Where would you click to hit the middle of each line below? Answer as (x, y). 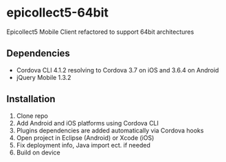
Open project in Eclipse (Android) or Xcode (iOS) (85, 138)
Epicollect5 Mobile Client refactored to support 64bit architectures (100, 32)
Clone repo (32, 116)
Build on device (38, 152)
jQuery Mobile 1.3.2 (44, 77)
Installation (31, 99)
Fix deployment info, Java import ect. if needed (83, 145)
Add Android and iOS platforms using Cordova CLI (88, 123)
